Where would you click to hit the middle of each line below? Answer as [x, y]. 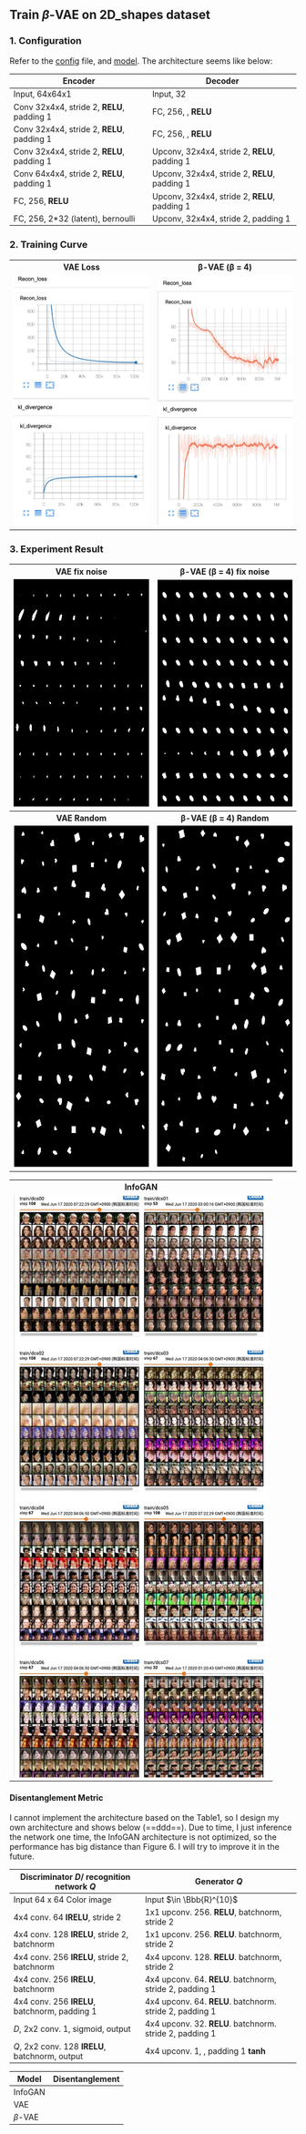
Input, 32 [169, 94]
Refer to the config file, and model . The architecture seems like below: [141, 61]
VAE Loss [82, 267]
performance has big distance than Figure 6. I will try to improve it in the [144, 1847]
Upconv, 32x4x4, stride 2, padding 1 [221, 219]
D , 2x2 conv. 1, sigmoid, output [72, 2028]
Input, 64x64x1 [42, 94]
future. [22, 1856]
